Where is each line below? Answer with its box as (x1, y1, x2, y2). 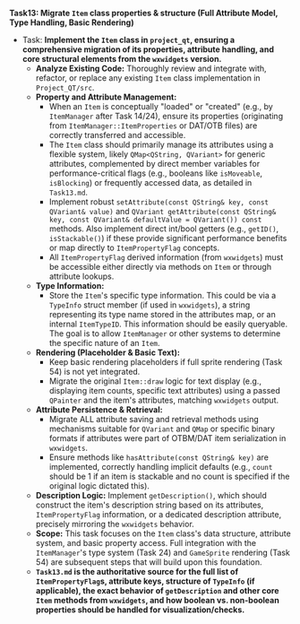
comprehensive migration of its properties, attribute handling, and (21, 44, 275, 55)
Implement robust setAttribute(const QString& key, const (48, 196, 269, 207)
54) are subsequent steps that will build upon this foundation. (35, 557, 262, 568)
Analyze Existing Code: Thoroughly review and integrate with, (35, 63, 267, 74)
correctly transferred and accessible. (48, 130, 186, 140)
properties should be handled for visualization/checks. (35, 604, 245, 615)
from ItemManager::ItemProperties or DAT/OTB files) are (48, 120, 258, 131)
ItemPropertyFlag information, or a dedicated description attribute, (35, 509, 282, 519)
